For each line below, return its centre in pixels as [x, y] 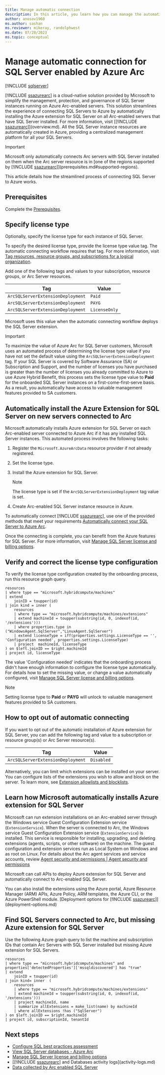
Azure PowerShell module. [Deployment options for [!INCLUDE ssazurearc [80, 899]
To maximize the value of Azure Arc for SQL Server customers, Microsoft [79, 346]
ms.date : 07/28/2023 [26, 33]
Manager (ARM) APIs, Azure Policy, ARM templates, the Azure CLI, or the [79, 894]
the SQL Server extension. [32, 327]
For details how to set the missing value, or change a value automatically [79, 673]
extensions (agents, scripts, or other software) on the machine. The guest [80, 843]
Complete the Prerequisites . [33, 209]
